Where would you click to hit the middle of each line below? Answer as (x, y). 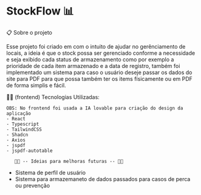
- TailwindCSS (24, 129)
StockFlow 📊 (40, 11)
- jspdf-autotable (29, 151)
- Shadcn (17, 135)
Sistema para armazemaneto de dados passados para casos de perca (103, 179)
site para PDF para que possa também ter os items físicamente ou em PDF (100, 78)
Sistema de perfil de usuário (50, 173)
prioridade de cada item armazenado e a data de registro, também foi (93, 66)
